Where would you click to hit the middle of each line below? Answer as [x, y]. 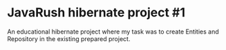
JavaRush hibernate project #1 [96, 13]
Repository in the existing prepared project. [69, 38]
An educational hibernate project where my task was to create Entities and [113, 32]
